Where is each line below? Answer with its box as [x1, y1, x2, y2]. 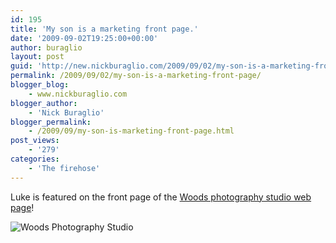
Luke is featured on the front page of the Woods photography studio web [10, 191, 312, 203]
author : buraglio [10, 42, 83, 53]
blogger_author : [10, 98, 78, 108]
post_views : [10, 136, 60, 146]
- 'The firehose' [28, 163, 101, 173]
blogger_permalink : [10, 117, 92, 127]
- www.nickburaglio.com [28, 89, 128, 99]
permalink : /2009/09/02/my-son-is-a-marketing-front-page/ [10, 71, 262, 81]
